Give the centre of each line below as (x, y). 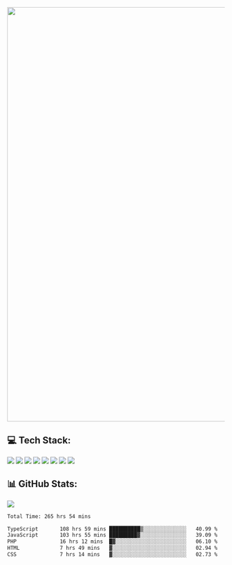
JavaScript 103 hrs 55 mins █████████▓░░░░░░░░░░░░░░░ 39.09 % (112, 535)
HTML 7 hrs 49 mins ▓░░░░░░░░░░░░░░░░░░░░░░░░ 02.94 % (112, 548)
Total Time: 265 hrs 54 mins (49, 516)
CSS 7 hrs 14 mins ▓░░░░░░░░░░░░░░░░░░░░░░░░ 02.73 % (112, 555)
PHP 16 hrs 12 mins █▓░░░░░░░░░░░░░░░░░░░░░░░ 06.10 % (112, 542)
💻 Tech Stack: (39, 440)
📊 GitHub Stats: (42, 484)
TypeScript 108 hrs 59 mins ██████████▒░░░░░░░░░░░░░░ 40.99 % (112, 529)
